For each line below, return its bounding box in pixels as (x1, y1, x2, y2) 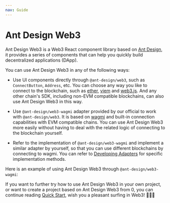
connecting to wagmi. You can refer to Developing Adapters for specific (12, 151, 163, 157)
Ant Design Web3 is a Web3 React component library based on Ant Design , (5, 46, 163, 52)
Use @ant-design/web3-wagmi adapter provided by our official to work (12, 108, 156, 114)
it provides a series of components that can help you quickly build (5, 51, 143, 57)
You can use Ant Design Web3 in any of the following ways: (5, 67, 130, 73)
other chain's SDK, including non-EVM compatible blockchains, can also (12, 93, 164, 99)
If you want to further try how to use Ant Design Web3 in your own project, (5, 181, 161, 187)
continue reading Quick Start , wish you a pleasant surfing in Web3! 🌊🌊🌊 (5, 192, 155, 198)
